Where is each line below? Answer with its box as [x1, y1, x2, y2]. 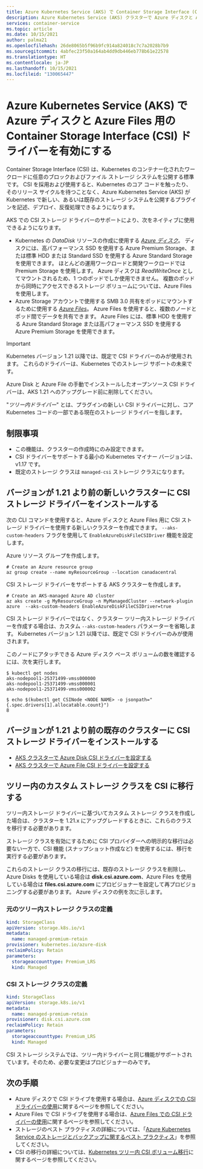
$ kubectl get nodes [6, 670, 59, 676]
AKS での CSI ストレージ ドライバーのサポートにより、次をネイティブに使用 [6, 217, 195, 224]
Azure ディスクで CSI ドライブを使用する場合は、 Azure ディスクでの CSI [14, 1095, 196, 1102]
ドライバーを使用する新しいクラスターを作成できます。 [23, 524, 161, 531]
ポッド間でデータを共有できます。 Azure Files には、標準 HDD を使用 [14, 313, 187, 320]
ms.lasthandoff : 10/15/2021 [6, 65, 77, 72]
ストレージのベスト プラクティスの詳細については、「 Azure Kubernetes [14, 1125, 191, 1133]
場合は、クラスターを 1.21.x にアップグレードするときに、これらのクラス [11, 817, 192, 824]
